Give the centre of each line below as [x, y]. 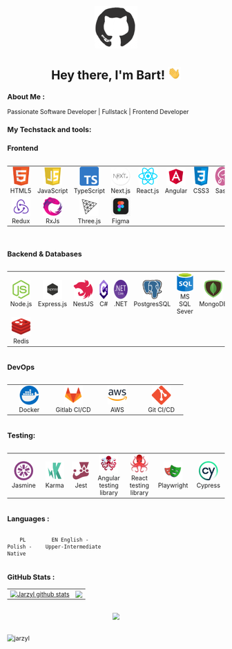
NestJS [84, 304]
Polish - [20, 547]
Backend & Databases [45, 254]
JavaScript [53, 191]
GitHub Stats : [31, 577]
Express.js [52, 304]
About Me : [26, 97]
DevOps [21, 367]
